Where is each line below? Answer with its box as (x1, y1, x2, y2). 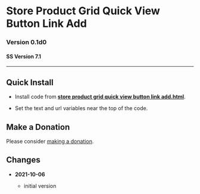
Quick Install (6, 77, 54, 87)
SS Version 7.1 (6, 52, 42, 60)
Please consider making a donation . (6, 137, 94, 145)
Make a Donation (6, 122, 70, 132)
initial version (23, 182, 57, 189)
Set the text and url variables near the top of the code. (14, 105, 148, 112)
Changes (6, 155, 40, 165)
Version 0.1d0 (6, 38, 47, 46)
